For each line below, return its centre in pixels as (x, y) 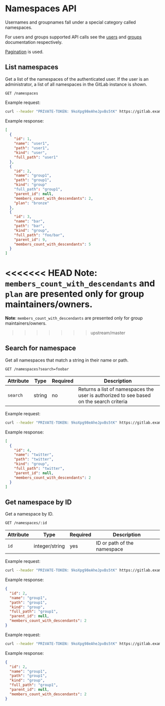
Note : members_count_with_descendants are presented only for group (74, 318)
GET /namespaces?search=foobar (37, 369)
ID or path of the (115, 543)
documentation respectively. (34, 42)
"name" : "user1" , (32, 144)
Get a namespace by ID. (29, 514)
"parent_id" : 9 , (31, 240)
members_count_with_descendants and (80, 284)
